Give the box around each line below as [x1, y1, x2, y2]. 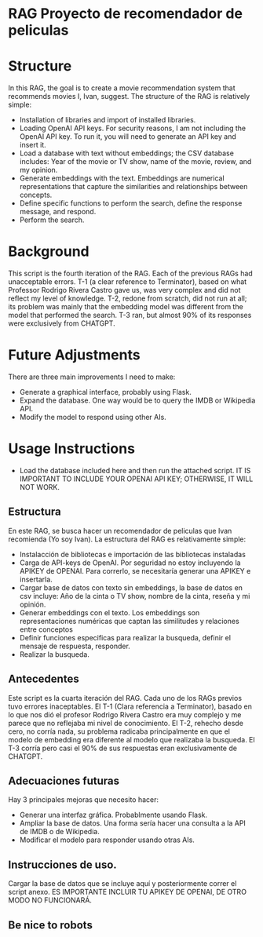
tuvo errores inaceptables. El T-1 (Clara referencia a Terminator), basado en [8, 702, 253, 711]
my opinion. [19, 166, 58, 175]
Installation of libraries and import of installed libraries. [19, 115, 196, 125]
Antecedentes [8, 673, 80, 686]
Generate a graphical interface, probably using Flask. [19, 388, 192, 396]
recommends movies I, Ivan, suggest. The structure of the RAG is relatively [8, 92, 250, 101]
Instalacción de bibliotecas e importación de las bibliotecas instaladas [19, 549, 246, 559]
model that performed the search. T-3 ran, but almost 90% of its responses [8, 311, 252, 320]
